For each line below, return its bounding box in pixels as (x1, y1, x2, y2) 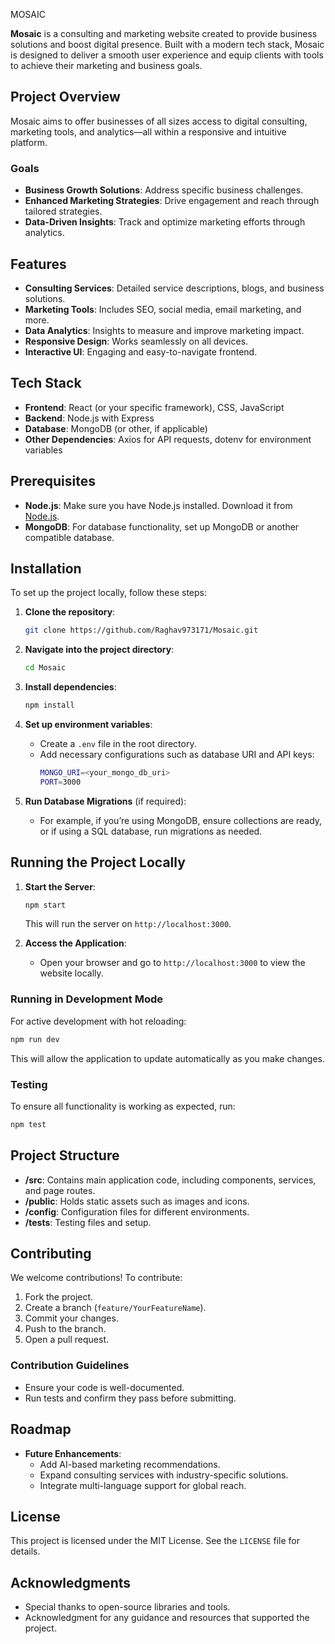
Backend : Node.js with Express (24, 412, 155, 424)
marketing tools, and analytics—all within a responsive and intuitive (10, 125, 287, 138)
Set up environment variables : (24, 718, 153, 730)
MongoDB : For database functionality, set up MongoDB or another (24, 520, 300, 533)
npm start (24, 900, 67, 910)
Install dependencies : (24, 681, 117, 693)
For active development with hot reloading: (10, 1015, 187, 1027)
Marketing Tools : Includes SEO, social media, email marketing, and (24, 303, 302, 315)
